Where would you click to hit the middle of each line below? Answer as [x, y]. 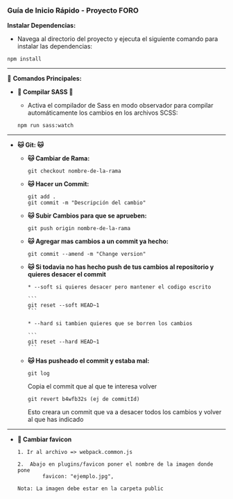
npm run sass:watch [45, 126]
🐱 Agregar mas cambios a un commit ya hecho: [98, 241]
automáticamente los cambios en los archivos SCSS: [103, 113]
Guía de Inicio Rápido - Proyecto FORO [73, 10]
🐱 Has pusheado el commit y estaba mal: [88, 361]
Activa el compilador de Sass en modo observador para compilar [120, 106]
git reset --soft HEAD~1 [63, 305]
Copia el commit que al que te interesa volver [92, 386]
